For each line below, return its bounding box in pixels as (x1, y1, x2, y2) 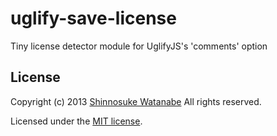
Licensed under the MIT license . (10, 115, 143, 127)
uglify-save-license (10, 7, 177, 30)
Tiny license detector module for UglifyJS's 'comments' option (10, 40, 268, 52)
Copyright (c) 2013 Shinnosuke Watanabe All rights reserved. (10, 95, 262, 107)
